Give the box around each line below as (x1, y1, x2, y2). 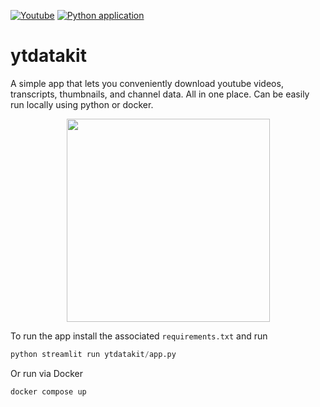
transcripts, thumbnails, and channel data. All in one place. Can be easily (10, 88, 310, 100)
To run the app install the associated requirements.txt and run (10, 330, 268, 342)
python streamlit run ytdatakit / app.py (10, 349, 177, 359)
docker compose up (10, 386, 87, 397)
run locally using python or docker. (10, 98, 154, 110)
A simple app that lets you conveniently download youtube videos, (10, 77, 284, 89)
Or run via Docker (10, 367, 84, 379)
